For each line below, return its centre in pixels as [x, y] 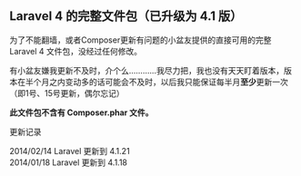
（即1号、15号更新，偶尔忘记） [67, 93]
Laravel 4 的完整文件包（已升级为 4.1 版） [126, 16]
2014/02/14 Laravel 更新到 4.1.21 [70, 151]
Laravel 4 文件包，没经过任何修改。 [76, 51]
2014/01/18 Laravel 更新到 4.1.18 [69, 162]
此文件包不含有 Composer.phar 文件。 [81, 112]
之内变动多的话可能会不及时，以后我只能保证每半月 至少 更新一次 [168, 82]
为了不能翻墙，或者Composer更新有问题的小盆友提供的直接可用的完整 [140, 40]
